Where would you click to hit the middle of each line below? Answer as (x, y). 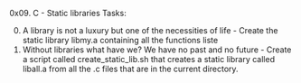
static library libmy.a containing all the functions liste (120, 40)
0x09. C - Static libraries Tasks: (68, 13)
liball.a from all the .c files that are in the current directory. (130, 69)
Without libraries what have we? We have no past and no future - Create (157, 50)
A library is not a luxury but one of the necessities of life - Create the (150, 30)
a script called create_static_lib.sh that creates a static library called (149, 59)
